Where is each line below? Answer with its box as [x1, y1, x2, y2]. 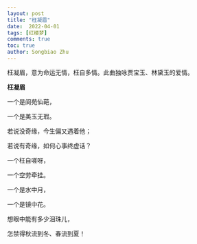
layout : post [7, 10, 45, 17]
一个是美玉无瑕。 [7, 112, 56, 121]
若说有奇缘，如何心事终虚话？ [7, 141, 91, 150]
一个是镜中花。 [7, 200, 49, 208]
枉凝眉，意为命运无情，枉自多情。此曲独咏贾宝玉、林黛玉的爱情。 [7, 68, 194, 77]
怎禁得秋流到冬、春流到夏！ [7, 229, 86, 238]
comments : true [7, 36, 51, 43]
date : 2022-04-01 [7, 23, 60, 30]
